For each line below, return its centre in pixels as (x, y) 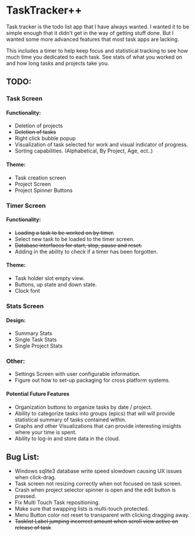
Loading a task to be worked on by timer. (64, 233)
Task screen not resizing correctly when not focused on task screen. (98, 484)
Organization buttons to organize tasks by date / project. (83, 407)
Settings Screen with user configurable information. (77, 374)
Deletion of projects (39, 126)
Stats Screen (25, 306)
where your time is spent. (45, 432)
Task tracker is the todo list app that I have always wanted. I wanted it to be (98, 27)
